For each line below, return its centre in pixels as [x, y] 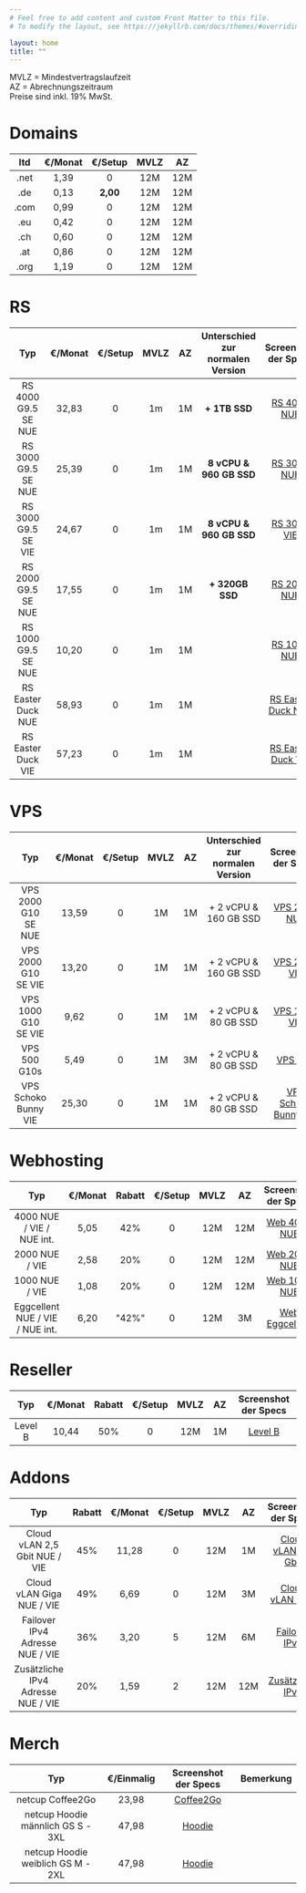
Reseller [41, 1370]
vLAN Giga [39, 1594]
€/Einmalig [131, 1778]
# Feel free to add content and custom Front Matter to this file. [140, 18]
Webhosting [57, 1161]
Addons [40, 1478]
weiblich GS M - [56, 1863]
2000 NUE [37, 1254]
